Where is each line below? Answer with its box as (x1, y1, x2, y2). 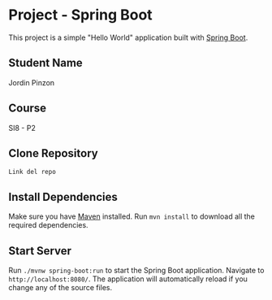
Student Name (8, 56, 83, 70)
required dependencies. (8, 220, 89, 230)
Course (8, 102, 47, 115)
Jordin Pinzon (8, 77, 55, 87)
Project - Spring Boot (8, 6, 153, 24)
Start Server (8, 244, 71, 258)
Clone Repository (8, 146, 99, 160)
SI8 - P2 (8, 123, 37, 133)
